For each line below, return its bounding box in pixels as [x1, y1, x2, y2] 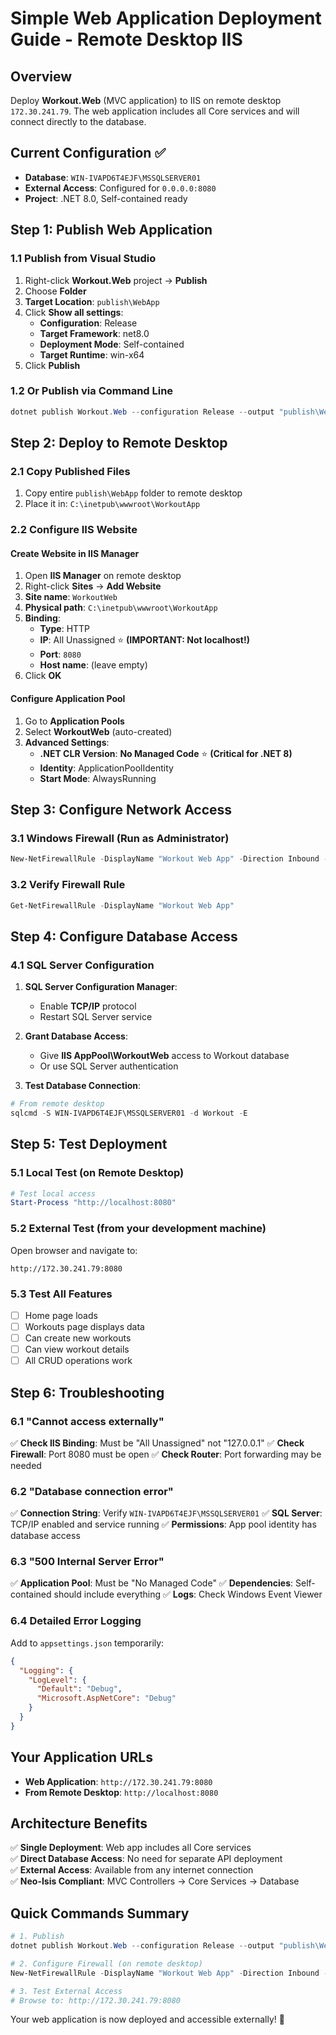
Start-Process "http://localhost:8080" [10, 1198, 177, 1208]
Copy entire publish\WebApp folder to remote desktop [24, 487, 243, 499]
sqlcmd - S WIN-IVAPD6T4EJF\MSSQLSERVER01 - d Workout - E [10, 1108, 248, 1118]
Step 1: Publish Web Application [10, 222, 213, 239]
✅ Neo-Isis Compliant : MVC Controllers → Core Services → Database [10, 1875, 300, 1887]
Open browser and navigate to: [10, 1244, 138, 1256]
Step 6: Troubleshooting [10, 1384, 165, 1401]
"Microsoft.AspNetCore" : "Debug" [36, 1693, 177, 1704]
